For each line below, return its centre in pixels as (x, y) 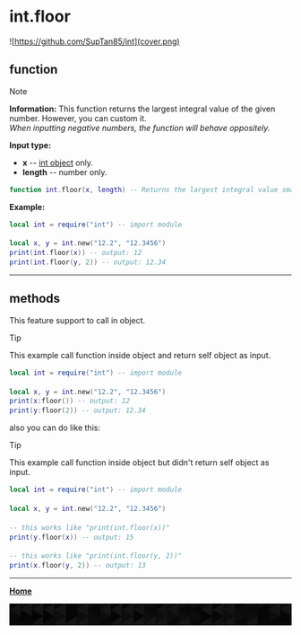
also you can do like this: (55, 428)
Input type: (30, 145)
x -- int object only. (58, 163)
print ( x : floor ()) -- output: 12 (69, 401)
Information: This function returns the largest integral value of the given (142, 109)
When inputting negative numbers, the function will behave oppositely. (140, 128)
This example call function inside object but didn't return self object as (139, 463)
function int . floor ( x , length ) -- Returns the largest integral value (144, 190)
